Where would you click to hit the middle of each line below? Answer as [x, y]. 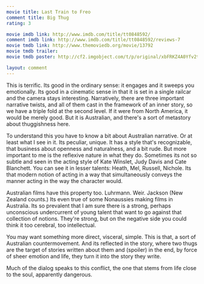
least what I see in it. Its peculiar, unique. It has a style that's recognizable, [99, 142]
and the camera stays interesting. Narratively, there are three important [95, 98]
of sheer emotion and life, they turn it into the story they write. [84, 256]
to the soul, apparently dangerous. [49, 274]
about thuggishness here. [38, 124]
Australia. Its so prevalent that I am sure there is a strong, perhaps [89, 206]
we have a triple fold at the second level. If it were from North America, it [97, 111]
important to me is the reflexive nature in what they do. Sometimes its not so [102, 155]
